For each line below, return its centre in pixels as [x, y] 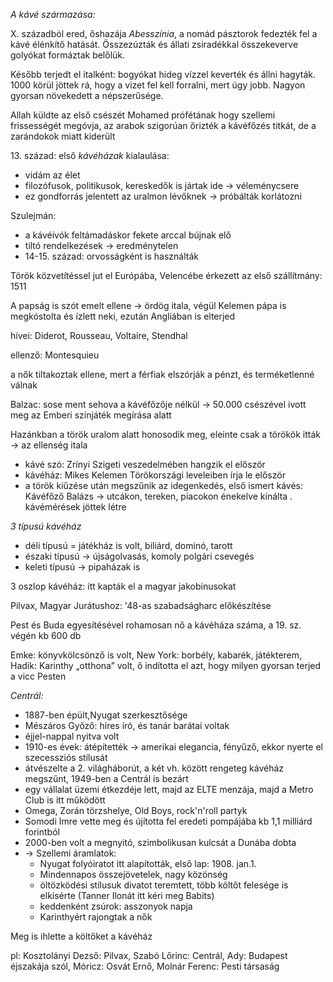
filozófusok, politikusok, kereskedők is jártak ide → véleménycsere [162, 185]
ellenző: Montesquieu [55, 355]
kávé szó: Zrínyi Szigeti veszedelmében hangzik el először [145, 464]
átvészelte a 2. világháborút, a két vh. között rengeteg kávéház [154, 768]
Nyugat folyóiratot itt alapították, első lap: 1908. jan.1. [148, 863]
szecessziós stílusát [66, 757]
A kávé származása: [53, 14]
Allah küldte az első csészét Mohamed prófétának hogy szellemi [143, 115]
